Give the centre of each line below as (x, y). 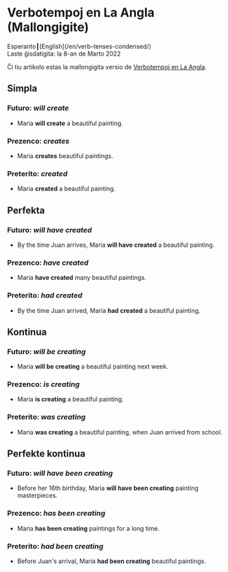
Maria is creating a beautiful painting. (70, 399)
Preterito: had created (45, 296)
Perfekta (26, 210)
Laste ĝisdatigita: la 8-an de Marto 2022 (64, 54)
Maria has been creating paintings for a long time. (88, 528)
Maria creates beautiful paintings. (65, 155)
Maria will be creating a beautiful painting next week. (92, 366)
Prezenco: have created (48, 263)
